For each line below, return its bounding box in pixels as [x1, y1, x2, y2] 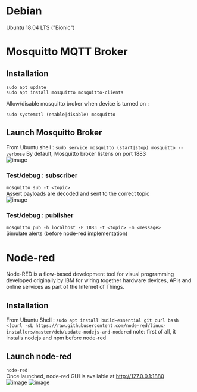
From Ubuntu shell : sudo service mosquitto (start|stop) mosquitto [6, 143, 176, 150]
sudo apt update [6, 84, 46, 90]
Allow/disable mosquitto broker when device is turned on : [6, 100, 149, 107]
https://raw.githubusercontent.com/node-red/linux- [35, 323, 167, 329]
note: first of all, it [133, 328, 176, 335]
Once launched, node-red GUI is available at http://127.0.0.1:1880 [6, 372, 165, 379]
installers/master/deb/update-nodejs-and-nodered [6, 329, 132, 335]
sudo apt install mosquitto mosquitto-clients [6, 89, 124, 95]
